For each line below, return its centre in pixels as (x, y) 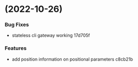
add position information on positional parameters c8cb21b (72, 59)
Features (16, 48)
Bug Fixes (17, 25)
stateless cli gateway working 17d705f (51, 35)
